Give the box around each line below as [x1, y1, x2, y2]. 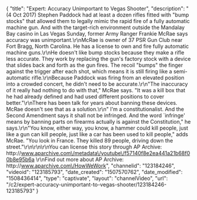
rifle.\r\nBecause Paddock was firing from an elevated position [31, 74, 185, 81]
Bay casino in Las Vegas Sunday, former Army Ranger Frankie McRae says [6, 30, 188, 37]
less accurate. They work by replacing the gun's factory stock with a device [6, 56, 191, 62]
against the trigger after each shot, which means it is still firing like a [6, 68, 173, 75]
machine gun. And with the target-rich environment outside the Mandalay [6, 24, 185, 31]
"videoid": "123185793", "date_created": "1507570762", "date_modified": [6, 169, 183, 175]
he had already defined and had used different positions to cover [6, 93, 164, 100]
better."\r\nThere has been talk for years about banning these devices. [6, 99, 177, 106]
